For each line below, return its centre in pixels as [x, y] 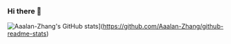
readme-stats [27, 34]
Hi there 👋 [25, 11]
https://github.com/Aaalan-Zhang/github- [163, 27]
